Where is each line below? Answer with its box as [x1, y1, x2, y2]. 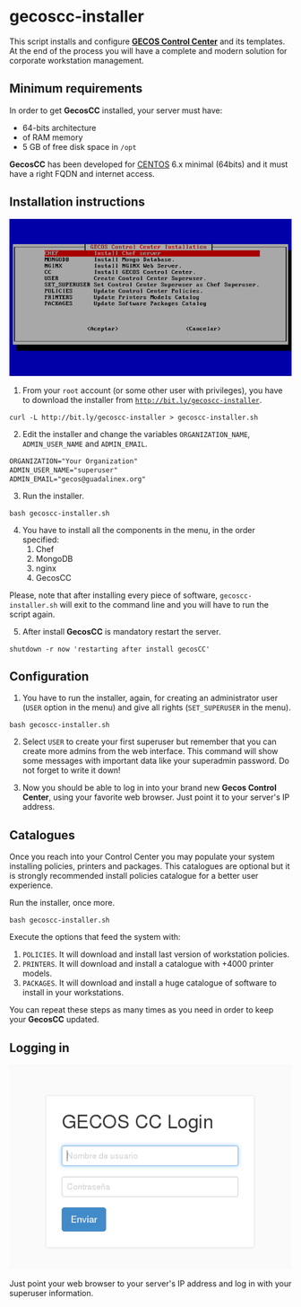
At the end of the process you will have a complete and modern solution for [9, 45, 288, 56]
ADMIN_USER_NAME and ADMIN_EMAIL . [21, 438, 148, 449]
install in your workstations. [21, 987, 124, 998]
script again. [9, 609, 56, 619]
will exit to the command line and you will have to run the [59, 599, 269, 610]
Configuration [9, 669, 90, 684]
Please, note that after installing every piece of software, [9, 590, 218, 601]
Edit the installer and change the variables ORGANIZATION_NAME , [21, 428, 251, 439]
